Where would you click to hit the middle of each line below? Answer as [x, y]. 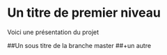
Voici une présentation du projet [53, 32]
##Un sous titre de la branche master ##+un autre [79, 45]
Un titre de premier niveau [84, 13]
